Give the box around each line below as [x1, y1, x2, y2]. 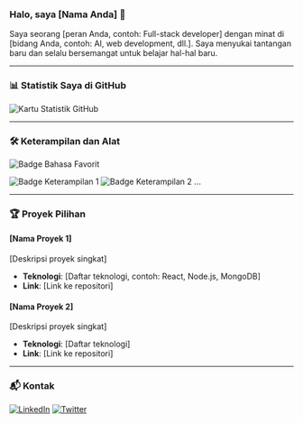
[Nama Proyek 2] [9, 301, 74, 312]
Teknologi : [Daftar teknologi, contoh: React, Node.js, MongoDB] [22, 271, 262, 282]
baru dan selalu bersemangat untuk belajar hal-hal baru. [9, 48, 218, 59]
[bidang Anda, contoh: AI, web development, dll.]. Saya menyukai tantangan [9, 38, 291, 49]
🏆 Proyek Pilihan [9, 207, 86, 220]
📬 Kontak [9, 380, 56, 392]
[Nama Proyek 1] [9, 234, 72, 244]
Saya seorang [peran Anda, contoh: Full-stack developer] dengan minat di [9, 29, 285, 40]
